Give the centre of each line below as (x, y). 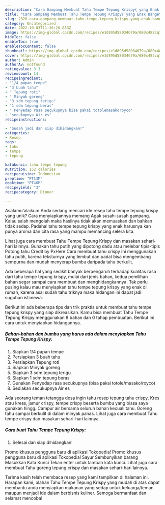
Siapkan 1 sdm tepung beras (41, 378)
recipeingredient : (24, 78)
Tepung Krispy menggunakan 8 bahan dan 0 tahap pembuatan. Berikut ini (80, 317)
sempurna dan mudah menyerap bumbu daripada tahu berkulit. (69, 262)
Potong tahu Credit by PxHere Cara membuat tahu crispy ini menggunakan (81, 251)
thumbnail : (16, 51)
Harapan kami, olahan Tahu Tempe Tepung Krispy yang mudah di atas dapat (82, 482)
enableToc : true (22, 42)
